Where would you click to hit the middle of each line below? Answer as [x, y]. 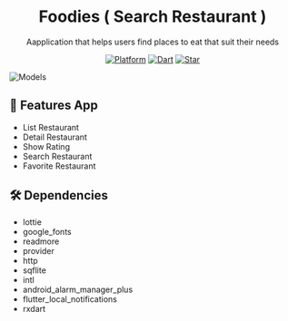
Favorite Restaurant [59, 166]
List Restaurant [51, 127]
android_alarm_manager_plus [78, 289]
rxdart [34, 308]
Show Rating [46, 146]
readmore [41, 241]
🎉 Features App [54, 106]
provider [38, 250]
